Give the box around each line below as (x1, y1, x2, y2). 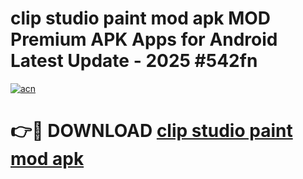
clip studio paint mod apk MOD (10, 7, 272, 30)
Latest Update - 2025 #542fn (10, 50, 258, 72)
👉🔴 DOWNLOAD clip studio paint (10, 120, 293, 142)
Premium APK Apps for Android (10, 28, 278, 51)
